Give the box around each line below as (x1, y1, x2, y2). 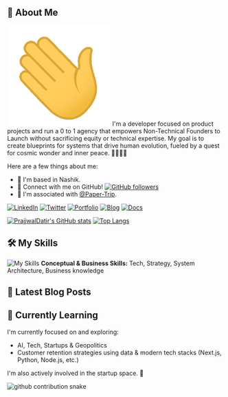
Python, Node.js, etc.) (16, 355, 79, 364)
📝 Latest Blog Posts (7, 286, 91, 298)
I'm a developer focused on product (112, 120, 214, 128)
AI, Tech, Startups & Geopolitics (16, 341, 108, 349)
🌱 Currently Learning (7, 310, 98, 321)
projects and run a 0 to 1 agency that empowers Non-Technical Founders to (7, 126, 221, 135)
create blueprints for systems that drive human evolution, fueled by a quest (7, 141, 220, 150)
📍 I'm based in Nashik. (16, 175, 81, 183)
